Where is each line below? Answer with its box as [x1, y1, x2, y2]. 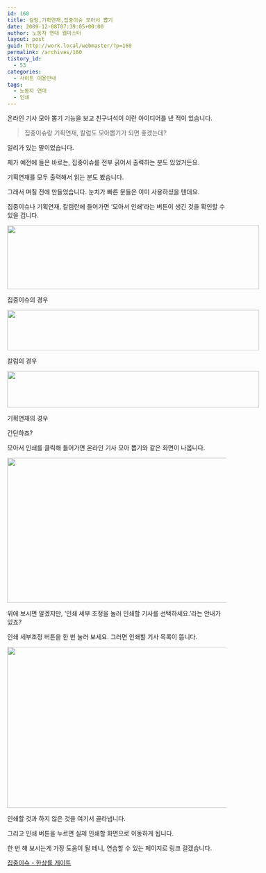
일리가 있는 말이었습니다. [7, 144, 74, 151]
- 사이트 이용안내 [13, 74, 57, 82]
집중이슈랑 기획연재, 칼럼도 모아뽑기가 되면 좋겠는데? [24, 129, 167, 137]
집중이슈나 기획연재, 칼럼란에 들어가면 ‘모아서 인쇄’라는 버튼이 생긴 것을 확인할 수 [7, 203, 226, 210]
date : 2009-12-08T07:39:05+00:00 [7, 23, 104, 30]
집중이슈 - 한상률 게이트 [7, 858, 72, 867]
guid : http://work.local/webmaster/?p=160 [7, 42, 132, 49]
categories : [7, 68, 42, 75]
